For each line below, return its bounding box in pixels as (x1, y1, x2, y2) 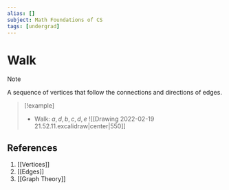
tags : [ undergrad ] (7, 23, 60, 29)
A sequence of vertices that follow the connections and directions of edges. (7, 88, 222, 97)
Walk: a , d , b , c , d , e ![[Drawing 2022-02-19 (34, 115, 155, 123)
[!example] (23, 102, 55, 110)
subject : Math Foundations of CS (7, 16, 103, 23)
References (7, 142, 58, 154)
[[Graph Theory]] (17, 175, 66, 183)
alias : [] (7, 10, 36, 17)
